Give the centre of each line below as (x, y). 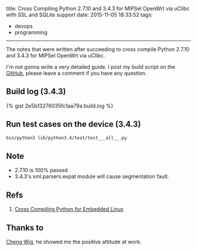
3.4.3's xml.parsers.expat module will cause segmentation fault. (92, 176)
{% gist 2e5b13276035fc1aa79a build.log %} (60, 106)
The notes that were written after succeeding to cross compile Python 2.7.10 (98, 49)
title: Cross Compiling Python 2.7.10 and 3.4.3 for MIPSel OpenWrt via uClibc (98, 9)
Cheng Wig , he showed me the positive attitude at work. (74, 242)
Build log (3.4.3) (36, 91)
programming (31, 32)
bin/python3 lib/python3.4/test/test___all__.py (67, 138)
